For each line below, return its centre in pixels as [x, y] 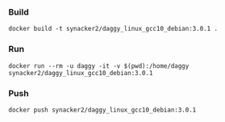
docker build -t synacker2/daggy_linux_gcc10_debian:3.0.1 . [113, 29]
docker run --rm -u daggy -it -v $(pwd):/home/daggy [99, 66]
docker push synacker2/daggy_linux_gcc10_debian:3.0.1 [102, 110]
